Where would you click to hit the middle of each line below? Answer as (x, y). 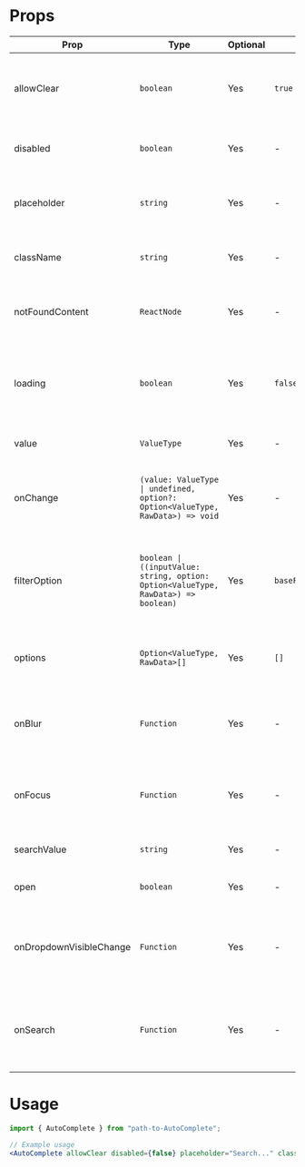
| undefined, (167, 488)
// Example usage (42, 1144)
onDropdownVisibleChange (73, 946)
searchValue (40, 849)
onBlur (28, 723)
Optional (246, 44)
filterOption (38, 580)
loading (30, 383)
